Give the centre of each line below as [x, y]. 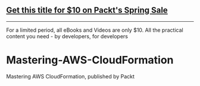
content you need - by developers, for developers [67, 36]
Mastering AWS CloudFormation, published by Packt [71, 76]
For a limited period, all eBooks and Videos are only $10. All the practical [95, 30]
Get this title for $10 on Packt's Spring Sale [87, 10]
